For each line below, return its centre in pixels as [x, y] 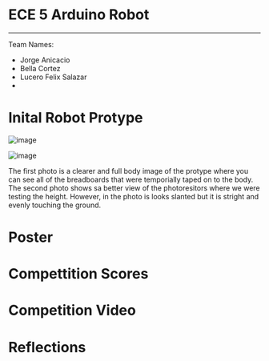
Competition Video [72, 311]
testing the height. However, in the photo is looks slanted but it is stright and [134, 196]
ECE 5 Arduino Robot [79, 15]
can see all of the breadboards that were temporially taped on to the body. [131, 179]
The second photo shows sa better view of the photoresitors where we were [134, 188]
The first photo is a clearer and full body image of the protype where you [128, 170]
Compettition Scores [78, 274]
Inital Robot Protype [76, 118]
